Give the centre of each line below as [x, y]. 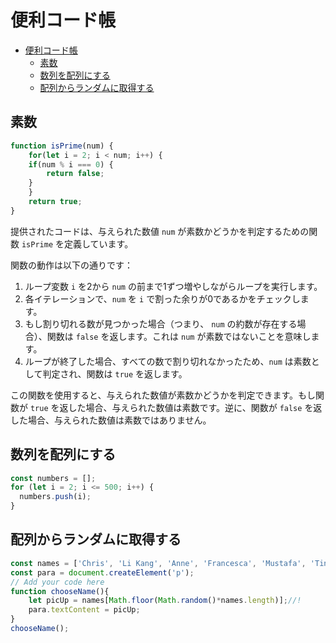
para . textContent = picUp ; [84, 610]
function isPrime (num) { [62, 146]
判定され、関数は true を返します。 [115, 373]
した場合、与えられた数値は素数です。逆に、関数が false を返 [195, 407]
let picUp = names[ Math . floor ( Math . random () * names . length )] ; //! [165, 601]
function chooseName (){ [60, 591]
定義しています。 [98, 243]
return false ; [75, 174]
